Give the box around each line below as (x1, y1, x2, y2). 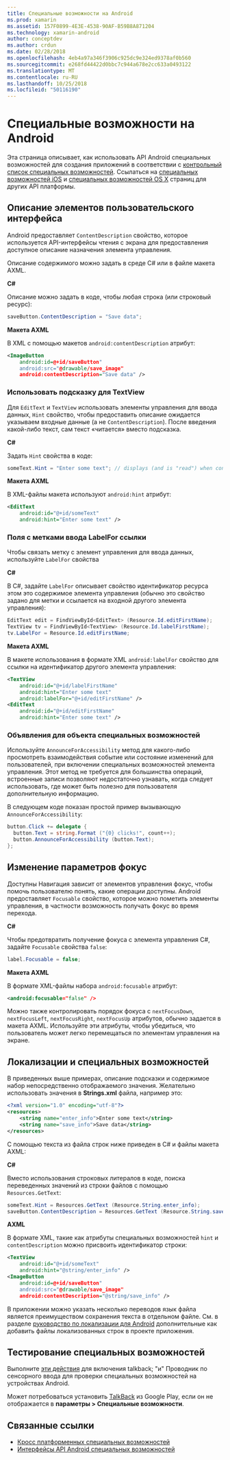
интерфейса (7, 213, 63, 225)
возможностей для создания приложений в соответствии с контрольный (7, 160, 222, 169)
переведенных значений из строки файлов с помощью (7, 1181, 169, 1189)
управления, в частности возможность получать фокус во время (7, 902, 199, 910)
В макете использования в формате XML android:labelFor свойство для (7, 655, 219, 663)
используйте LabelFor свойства (7, 556, 99, 564)
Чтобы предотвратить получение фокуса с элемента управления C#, (7, 935, 210, 943)
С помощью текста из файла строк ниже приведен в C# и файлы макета (7, 1140, 219, 1148)
